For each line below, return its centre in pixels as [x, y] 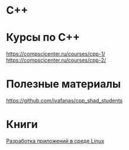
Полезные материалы [64, 84]
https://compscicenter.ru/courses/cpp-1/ [56, 54]
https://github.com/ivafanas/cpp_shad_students [64, 101]
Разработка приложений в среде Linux [55, 141]
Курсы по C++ [43, 38]
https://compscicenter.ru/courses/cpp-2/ [56, 60]
